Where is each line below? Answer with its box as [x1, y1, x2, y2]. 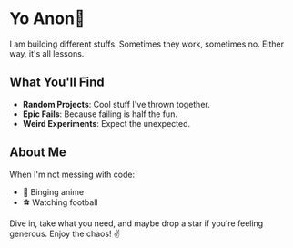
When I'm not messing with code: [9, 169, 135, 180]
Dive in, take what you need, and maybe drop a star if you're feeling [9, 218, 264, 229]
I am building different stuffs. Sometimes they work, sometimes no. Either [9, 38, 285, 49]
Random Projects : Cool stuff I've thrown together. [22, 98, 211, 109]
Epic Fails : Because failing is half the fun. [22, 108, 177, 119]
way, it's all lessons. [9, 47, 85, 58]
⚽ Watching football [22, 196, 98, 208]
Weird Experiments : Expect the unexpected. [22, 118, 191, 129]
